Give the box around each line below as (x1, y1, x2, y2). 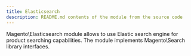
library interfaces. (6, 42, 50, 50)
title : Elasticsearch (6, 8, 60, 15)
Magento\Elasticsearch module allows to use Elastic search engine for (6, 30, 178, 37)
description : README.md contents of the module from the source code (6, 14, 183, 20)
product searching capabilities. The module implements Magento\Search (6, 37, 186, 44)
